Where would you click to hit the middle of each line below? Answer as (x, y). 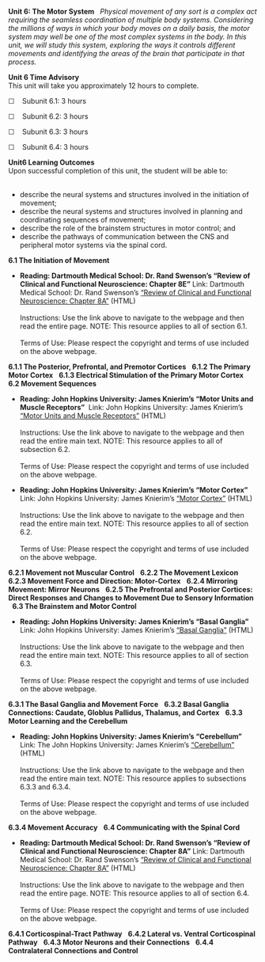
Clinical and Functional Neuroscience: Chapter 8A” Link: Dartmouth (132, 851)
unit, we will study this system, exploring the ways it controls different (122, 45)
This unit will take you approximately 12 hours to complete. (104, 86)
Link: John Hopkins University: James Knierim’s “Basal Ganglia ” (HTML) (136, 630)
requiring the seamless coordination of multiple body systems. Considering (131, 20)
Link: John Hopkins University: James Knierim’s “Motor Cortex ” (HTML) (136, 498)
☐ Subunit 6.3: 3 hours (48, 131)
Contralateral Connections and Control (73, 951)
